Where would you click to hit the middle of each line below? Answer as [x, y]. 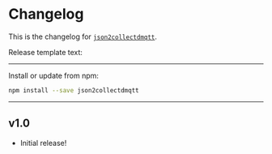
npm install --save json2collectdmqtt [74, 90]
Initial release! [43, 143]
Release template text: [46, 52]
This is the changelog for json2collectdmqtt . [83, 36]
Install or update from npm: [54, 75]
